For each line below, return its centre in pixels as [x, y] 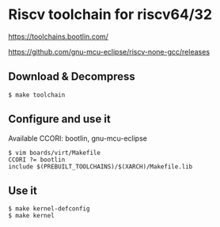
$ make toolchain [37, 95]
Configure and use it [59, 119]
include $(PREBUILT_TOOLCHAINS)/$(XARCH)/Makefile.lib [101, 166]
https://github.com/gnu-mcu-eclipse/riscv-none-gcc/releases [109, 51]
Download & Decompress [72, 77]
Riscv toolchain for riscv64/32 [110, 15]
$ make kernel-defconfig [49, 209]
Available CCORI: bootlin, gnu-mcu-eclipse [78, 138]
